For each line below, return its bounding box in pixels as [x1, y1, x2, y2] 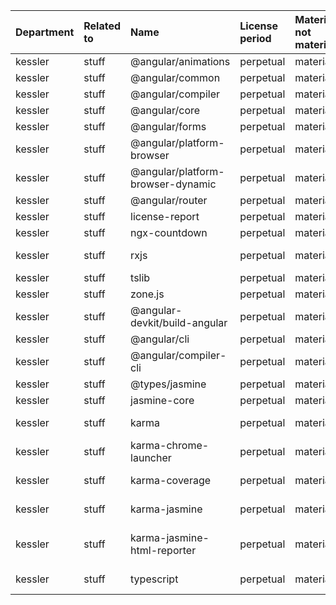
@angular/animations [130, 55, 231, 68]
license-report [130, 210, 200, 223]
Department [15, 25, 75, 39]
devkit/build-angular [130, 316, 228, 329]
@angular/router [130, 194, 208, 207]
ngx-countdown [130, 226, 208, 239]
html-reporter [130, 544, 197, 557]
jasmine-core [130, 394, 195, 407]
